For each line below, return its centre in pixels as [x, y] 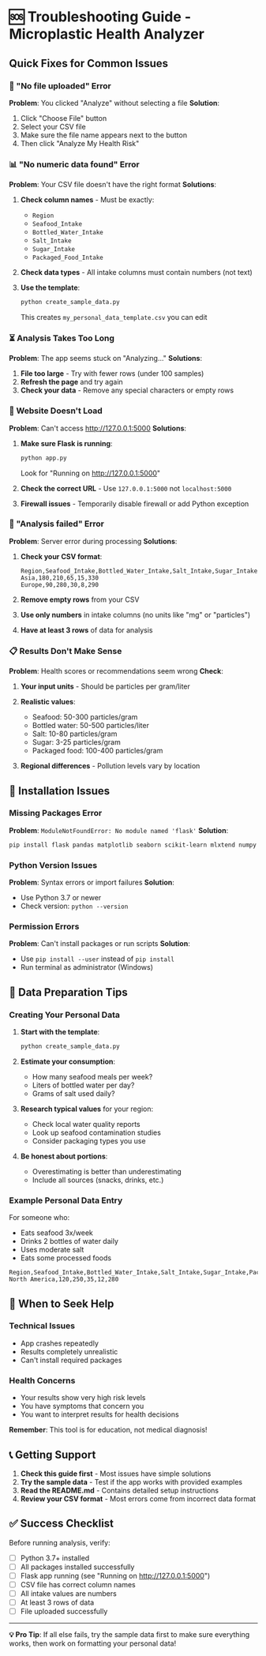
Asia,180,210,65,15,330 [60, 578]
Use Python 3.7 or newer [61, 897]
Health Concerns [42, 1380]
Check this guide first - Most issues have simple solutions [116, 1474]
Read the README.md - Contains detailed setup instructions [120, 1490]
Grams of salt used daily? [73, 1093]
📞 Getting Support [52, 1454]
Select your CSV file [53, 126]
